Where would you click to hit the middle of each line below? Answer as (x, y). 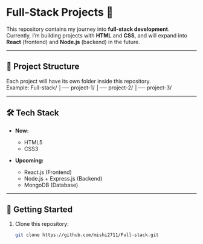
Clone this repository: (42, 224)
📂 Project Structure (43, 67)
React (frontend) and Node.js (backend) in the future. (73, 42)
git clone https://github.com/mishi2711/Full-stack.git (87, 235)
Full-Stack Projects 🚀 (60, 12)
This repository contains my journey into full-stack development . (88, 29)
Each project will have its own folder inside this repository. (79, 81)
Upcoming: (29, 160)
